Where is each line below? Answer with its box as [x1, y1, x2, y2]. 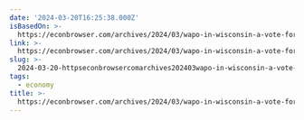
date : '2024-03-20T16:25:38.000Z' [9, 13, 140, 23]
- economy [17, 80, 54, 89]
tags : [9, 72, 30, 81]
